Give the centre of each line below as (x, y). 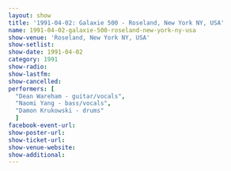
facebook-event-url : (42, 125)
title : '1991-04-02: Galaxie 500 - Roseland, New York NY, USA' (116, 23)
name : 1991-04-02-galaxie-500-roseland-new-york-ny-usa (102, 30)
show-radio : (28, 67)
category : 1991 (33, 60)
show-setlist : (32, 45)
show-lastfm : (30, 74)
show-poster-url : (37, 132)
